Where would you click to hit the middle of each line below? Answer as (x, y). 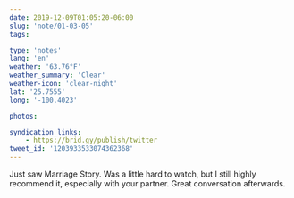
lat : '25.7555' (38, 91)
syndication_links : (46, 132)
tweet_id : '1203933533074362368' (71, 149)
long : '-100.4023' (43, 100)
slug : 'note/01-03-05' (51, 26)
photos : (24, 116)
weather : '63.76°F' (46, 67)
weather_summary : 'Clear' (57, 75)
